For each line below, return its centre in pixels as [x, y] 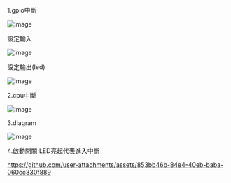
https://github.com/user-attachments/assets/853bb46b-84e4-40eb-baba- [115, 165]
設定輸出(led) [26, 67]
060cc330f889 [29, 172]
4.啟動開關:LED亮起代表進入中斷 [54, 151]
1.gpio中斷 [22, 10]
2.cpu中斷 [22, 95]
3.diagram [22, 123]
